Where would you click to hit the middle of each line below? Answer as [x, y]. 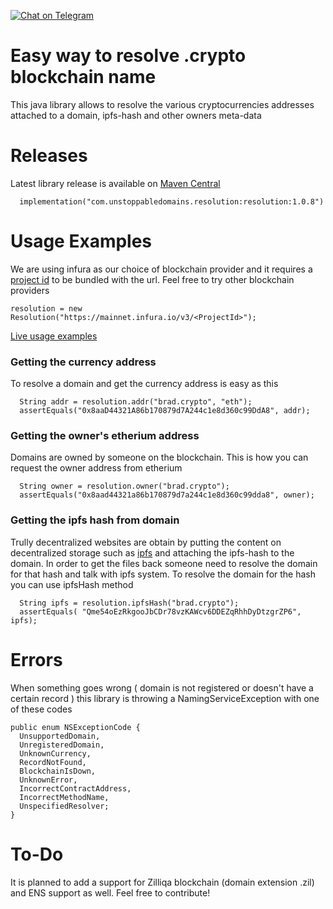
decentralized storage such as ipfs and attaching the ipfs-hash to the [152, 552]
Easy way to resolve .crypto [128, 56]
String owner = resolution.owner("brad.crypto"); [124, 486]
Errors [36, 659]
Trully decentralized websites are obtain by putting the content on [146, 542]
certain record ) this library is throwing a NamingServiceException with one [165, 698]
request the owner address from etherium [96, 468]
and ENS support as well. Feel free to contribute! [110, 892]
